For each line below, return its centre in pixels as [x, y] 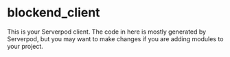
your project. [25, 46]
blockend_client [54, 13]
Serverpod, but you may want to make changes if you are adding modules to [115, 38]
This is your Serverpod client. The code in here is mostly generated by [107, 32]
